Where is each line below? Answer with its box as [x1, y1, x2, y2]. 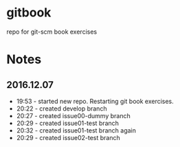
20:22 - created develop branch [16, 104, 107, 113]
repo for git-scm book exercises [6, 27, 98, 36]
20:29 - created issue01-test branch [16, 119, 120, 127]
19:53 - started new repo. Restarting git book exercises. [16, 97, 175, 105]
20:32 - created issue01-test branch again [16, 126, 137, 135]
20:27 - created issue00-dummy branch [16, 111, 131, 120]
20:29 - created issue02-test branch [16, 133, 121, 142]
